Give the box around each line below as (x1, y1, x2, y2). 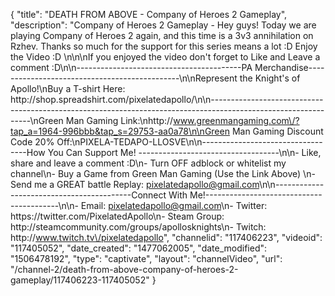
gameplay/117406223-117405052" (10, 274, 150, 286)
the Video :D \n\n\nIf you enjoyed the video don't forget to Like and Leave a (10, 51, 321, 63)
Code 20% (10, 136, 55, 148)
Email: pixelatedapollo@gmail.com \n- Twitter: (80, 200, 268, 211)
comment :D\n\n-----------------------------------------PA (10, 62, 253, 73)
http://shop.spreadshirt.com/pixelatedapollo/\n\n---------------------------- (10, 94, 324, 105)
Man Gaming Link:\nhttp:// (65, 115, 174, 126)
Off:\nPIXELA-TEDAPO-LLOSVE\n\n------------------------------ (56, 136, 323, 148)
